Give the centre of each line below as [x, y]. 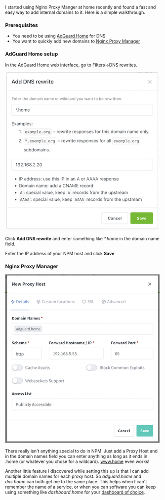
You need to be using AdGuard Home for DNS [59, 36]
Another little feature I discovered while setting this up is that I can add [77, 471]
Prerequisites [21, 25]
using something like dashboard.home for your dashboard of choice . [75, 492]
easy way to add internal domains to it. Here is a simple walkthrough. [75, 12]
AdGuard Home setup [32, 54]
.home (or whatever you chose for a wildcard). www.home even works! [77, 461]
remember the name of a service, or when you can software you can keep [81, 487]
